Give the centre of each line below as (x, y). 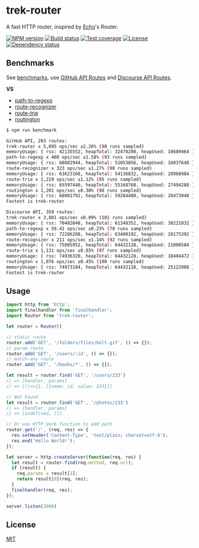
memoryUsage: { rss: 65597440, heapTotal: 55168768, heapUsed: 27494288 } (100, 185)
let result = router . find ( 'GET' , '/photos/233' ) (67, 403)
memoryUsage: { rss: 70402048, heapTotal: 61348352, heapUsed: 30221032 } (100, 223)
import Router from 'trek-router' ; (50, 316)
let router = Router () (34, 326)
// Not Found (22, 397)
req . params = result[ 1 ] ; (47, 474)
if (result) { (29, 468)
